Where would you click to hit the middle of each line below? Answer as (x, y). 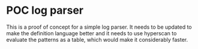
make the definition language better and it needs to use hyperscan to (91, 33)
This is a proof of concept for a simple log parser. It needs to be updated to (99, 27)
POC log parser (45, 10)
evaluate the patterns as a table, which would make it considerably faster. (97, 39)
